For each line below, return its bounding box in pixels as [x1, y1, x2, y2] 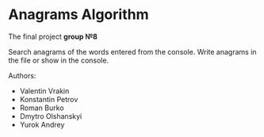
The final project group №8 [8, 32, 98, 41]
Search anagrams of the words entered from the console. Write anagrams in [8, 47, 257, 56]
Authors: [8, 70, 36, 80]
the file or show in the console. [8, 55, 109, 65]
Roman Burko [19, 103, 65, 112]
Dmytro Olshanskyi [19, 111, 82, 120]
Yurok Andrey [19, 120, 65, 129]
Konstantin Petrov [19, 94, 78, 104]
